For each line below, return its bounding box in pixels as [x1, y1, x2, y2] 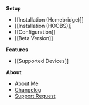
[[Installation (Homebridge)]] [14, 16, 84, 23]
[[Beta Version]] [14, 35, 53, 41]
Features [6, 46, 28, 53]
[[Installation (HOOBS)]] [14, 23, 72, 29]
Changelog [14, 86, 42, 93]
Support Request [14, 93, 56, 99]
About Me [14, 80, 39, 87]
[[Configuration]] [14, 29, 56, 36]
